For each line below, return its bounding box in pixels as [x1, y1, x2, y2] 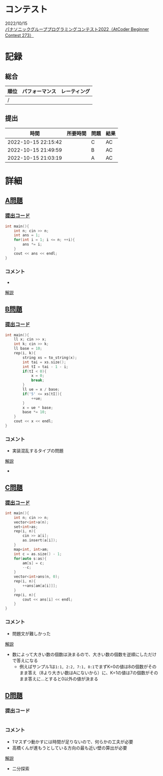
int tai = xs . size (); [22, 360, 67, 365]
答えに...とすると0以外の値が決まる [28, 676, 99, 682]
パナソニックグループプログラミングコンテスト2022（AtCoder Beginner [5, 26, 149, 32]
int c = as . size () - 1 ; [14, 551, 62, 557]
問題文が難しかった [12, 630, 51, 636]
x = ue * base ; [22, 405, 54, 410]
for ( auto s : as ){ [14, 556, 47, 561]
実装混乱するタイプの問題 [12, 448, 64, 454]
